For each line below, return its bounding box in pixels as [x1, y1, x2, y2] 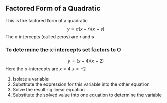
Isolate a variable [12, 76, 49, 82]
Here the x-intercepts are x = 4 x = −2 [5, 66, 86, 72]
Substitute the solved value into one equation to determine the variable [12, 92, 162, 98]
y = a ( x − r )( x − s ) [67, 25, 105, 32]
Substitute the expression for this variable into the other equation [12, 81, 150, 87]
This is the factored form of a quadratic [5, 17, 88, 23]
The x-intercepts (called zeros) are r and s [5, 33, 94, 40]
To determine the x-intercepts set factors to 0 [5, 46, 121, 53]
